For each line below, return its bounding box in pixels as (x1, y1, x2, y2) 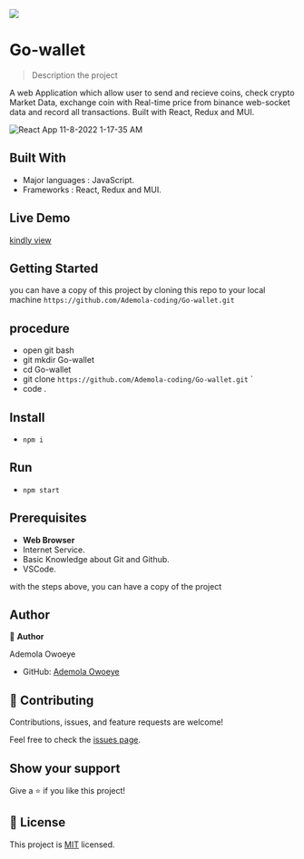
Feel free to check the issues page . (9, 735, 141, 746)
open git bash (22, 345, 74, 356)
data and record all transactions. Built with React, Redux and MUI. (9, 106, 255, 117)
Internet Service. (22, 544, 85, 555)
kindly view (9, 234, 52, 245)
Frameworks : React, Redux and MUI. (22, 184, 162, 195)
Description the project (31, 69, 118, 81)
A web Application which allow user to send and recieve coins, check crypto (9, 87, 295, 98)
